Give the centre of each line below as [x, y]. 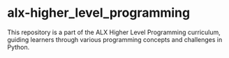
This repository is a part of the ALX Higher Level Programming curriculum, [114, 32]
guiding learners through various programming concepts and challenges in [115, 39]
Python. [19, 47]
